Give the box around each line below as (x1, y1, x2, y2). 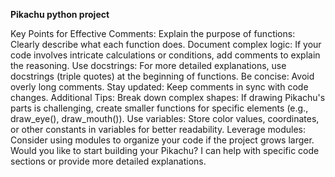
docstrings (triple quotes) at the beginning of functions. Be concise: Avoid (10, 70, 315, 82)
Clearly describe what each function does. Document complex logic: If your (10, 39, 322, 50)
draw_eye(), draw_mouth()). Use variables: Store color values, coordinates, (10, 113, 320, 124)
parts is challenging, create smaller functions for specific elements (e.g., (10, 102, 309, 114)
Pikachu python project (10, 9, 110, 20)
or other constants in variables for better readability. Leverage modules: (10, 124, 307, 135)
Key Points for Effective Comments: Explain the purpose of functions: (10, 28, 296, 39)
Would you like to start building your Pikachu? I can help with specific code (10, 145, 320, 156)
